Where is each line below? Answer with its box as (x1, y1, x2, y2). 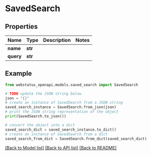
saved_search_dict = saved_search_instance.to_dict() (5, 127, 117, 132)
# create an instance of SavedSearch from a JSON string (5, 100, 123, 105)
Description (43, 37, 71, 43)
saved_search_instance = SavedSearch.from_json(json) (5, 105, 117, 110)
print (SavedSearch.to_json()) (5, 114, 67, 119)
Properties (5, 22, 38, 31)
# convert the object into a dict (5, 122, 75, 127)
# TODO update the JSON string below (5, 91, 82, 96)
